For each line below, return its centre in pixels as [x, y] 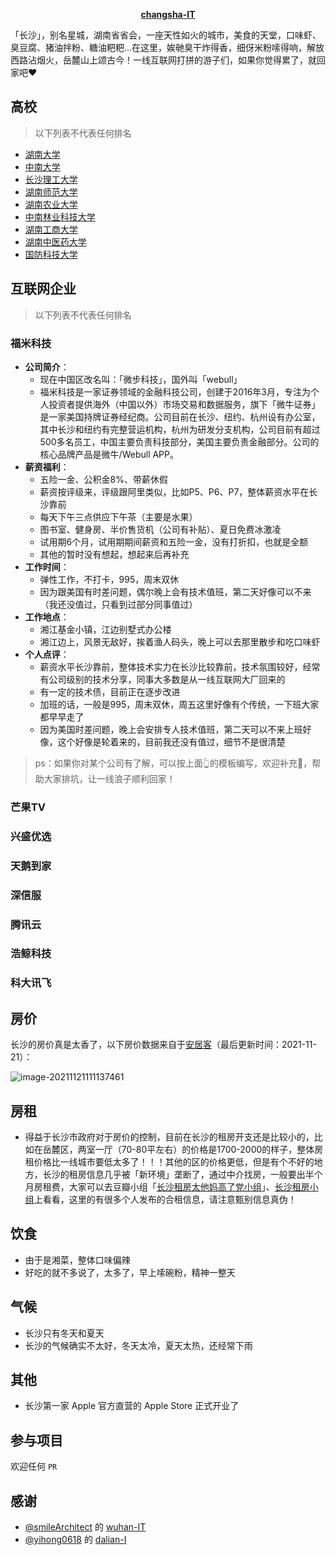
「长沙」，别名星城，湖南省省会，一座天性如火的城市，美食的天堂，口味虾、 [166, 35]
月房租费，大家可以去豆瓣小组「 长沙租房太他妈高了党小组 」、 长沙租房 [167, 1187]
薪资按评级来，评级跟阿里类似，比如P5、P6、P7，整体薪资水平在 [174, 491]
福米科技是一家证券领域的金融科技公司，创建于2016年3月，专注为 [175, 391]
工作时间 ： [47, 566]
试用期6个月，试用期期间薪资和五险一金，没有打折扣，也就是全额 [174, 541]
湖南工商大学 [51, 229]
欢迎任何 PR [34, 1466]
